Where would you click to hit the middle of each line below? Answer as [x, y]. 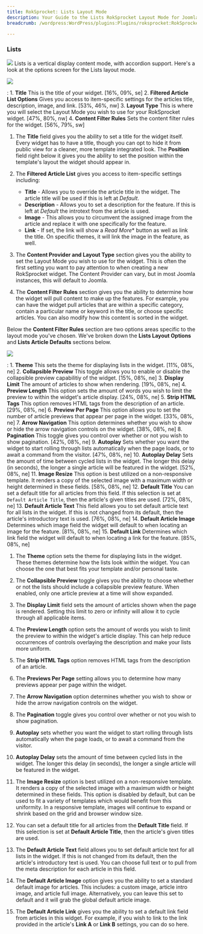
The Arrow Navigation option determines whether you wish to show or [104, 696]
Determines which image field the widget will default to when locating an [97, 525]
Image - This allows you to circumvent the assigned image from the [108, 217]
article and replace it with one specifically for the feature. [95, 224]
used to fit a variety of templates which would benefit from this [94, 801]
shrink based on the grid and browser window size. [79, 813]
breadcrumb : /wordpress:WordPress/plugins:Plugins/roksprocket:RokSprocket [104, 23]
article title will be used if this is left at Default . [82, 198]
